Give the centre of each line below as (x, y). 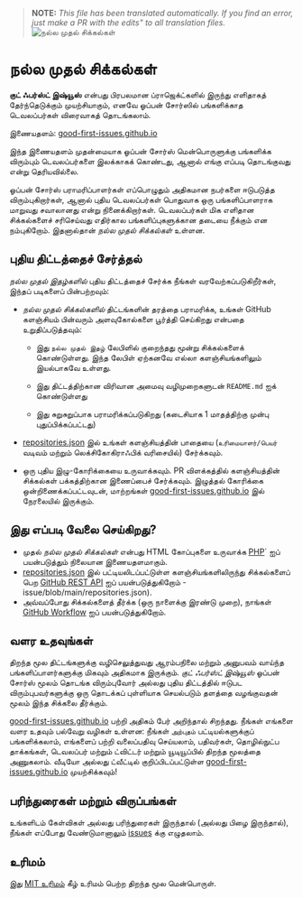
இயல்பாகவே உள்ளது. (73, 367)
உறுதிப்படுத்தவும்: (52, 329)
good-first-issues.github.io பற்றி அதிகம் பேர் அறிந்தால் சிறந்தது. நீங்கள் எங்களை (151, 721)
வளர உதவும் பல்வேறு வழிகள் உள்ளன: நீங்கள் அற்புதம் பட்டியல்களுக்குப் (132, 731)
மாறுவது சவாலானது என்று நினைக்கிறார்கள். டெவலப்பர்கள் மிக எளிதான (132, 209)
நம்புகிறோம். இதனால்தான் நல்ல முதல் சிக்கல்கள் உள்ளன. (107, 230)
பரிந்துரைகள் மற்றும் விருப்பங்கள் (93, 801)
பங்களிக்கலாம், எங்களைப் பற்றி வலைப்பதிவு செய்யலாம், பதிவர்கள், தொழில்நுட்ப (144, 741)
